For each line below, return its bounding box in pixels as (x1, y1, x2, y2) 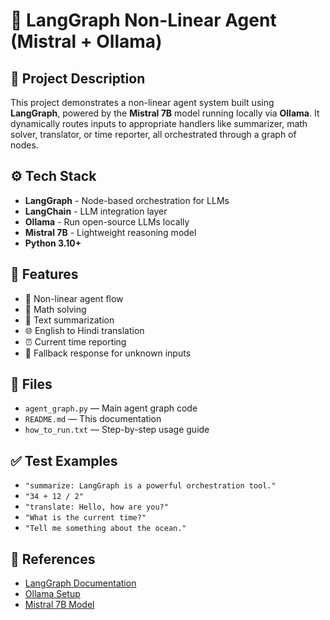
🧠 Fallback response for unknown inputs (24, 347, 192, 359)
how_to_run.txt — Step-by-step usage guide (24, 424, 210, 436)
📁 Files (10, 376, 53, 393)
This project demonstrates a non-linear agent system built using (10, 97, 275, 108)
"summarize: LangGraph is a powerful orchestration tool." (24, 481, 277, 491)
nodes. (10, 139, 39, 151)
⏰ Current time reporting (24, 335, 127, 348)
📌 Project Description (10, 70, 146, 87)
